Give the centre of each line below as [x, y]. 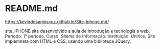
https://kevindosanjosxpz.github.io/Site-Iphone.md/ [57, 22]
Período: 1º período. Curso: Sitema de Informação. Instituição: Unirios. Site [80, 36]
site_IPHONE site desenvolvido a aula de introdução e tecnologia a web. [78, 31]
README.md [32, 8]
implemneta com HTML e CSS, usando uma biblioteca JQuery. [68, 41]
